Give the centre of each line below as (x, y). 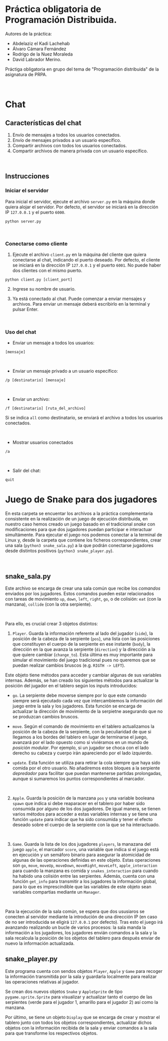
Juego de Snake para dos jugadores (81, 500)
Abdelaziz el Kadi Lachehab (41, 43)
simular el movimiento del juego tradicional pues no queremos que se (84, 660)
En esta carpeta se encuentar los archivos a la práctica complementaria (79, 513)
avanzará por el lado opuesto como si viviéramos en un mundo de (80, 742)
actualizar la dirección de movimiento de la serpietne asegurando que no (87, 711)
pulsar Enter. (25, 309)
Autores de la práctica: (28, 34)
